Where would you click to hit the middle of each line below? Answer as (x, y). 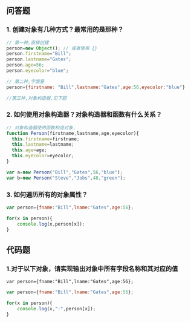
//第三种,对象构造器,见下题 (37, 98)
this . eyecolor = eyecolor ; (43, 156)
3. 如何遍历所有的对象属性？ (47, 194)
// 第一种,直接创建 (28, 42)
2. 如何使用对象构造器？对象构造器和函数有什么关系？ (84, 115)
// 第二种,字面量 (25, 81)
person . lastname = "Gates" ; (39, 59)
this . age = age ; (29, 150)
